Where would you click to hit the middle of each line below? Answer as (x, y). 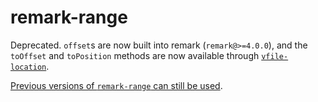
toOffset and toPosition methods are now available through (135, 55)
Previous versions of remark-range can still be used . (116, 85)
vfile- (275, 56)
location (28, 67)
